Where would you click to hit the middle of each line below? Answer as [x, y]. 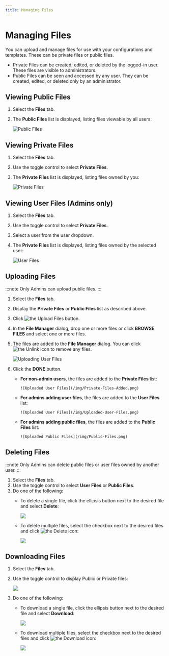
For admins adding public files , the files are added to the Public [88, 422]
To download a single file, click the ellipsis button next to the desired [92, 608]
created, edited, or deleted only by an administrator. [67, 81]
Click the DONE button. [37, 369]
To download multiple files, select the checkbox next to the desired [91, 633]
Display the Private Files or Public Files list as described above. [80, 308]
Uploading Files [31, 276]
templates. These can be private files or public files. [60, 55]
